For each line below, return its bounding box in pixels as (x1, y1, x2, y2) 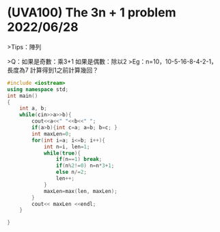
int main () (7, 92, 38, 99)
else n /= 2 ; (55, 169, 87, 176)
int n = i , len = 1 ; (43, 143, 90, 150)
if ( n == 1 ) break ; (55, 156, 102, 163)
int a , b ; (19, 105, 48, 112)
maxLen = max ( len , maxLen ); (43, 188, 118, 194)
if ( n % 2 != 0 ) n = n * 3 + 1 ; (55, 162, 115, 169)
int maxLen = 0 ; (31, 130, 72, 138)
